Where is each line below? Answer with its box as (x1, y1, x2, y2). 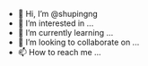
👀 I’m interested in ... (17, 18, 94, 29)
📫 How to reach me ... (17, 47, 101, 57)
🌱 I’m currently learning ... (17, 28, 114, 37)
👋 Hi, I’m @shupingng (17, 9, 99, 19)
